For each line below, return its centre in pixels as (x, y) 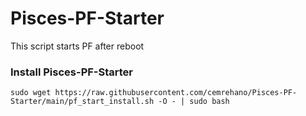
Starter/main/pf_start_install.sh (82, 102)
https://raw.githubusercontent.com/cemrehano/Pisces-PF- (176, 93)
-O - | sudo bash (194, 102)
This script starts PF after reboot (77, 46)
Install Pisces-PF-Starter (71, 72)
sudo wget (31, 93)
